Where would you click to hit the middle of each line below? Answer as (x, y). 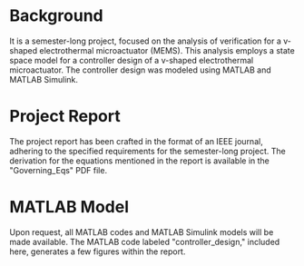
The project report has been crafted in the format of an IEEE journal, (136, 141)
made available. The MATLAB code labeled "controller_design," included (145, 241)
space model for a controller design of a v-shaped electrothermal (132, 60)
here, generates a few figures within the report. (98, 251)
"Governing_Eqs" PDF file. (58, 170)
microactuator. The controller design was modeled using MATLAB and (141, 70)
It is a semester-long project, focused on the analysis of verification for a (145, 41)
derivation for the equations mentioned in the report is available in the (140, 161)
